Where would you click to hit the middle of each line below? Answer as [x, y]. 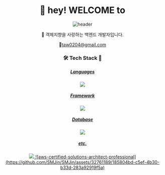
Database [82, 120]
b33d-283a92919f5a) [82, 167]
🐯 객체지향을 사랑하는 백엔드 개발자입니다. [82, 34]
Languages [82, 72]
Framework [82, 96]
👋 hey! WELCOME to [82, 10]
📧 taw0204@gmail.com [82, 44]
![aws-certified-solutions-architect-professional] [86, 157]
